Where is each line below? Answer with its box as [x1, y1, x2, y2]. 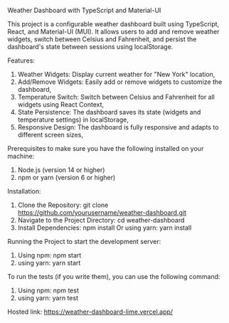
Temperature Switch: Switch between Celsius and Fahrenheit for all [17, 92, 215, 101]
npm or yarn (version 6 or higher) [17, 174, 116, 181]
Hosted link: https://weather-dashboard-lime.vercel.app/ [7, 307, 173, 316]
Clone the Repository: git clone [17, 201, 109, 209]
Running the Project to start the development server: [7, 238, 161, 245]
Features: [7, 56, 36, 65]
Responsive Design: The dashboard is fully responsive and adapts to [17, 123, 219, 131]
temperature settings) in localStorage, [17, 115, 129, 124]
